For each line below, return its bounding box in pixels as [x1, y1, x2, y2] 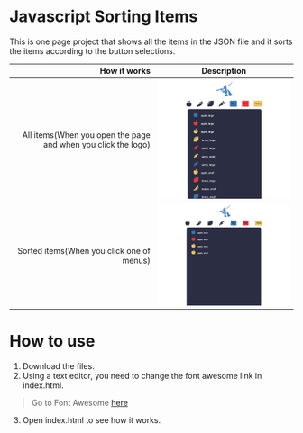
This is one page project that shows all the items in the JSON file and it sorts [9, 36, 293, 47]
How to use [9, 331, 96, 352]
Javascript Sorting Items [9, 6, 198, 27]
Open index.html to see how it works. [22, 415, 161, 426]
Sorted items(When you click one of [17, 245, 151, 256]
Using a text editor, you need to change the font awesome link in [22, 371, 262, 382]
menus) [122, 255, 151, 266]
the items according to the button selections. [9, 45, 176, 56]
